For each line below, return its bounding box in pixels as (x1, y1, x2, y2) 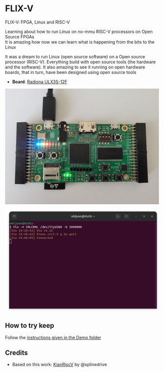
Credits (5, 349, 28, 357)
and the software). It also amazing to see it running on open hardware (5, 64, 145, 70)
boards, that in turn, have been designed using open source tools (5, 69, 137, 75)
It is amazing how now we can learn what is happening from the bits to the (5, 39, 155, 45)
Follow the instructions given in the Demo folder (5, 334, 102, 340)
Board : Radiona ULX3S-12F (12, 79, 67, 85)
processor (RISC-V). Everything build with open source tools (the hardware (5, 59, 156, 65)
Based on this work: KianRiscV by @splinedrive (12, 362, 107, 368)
